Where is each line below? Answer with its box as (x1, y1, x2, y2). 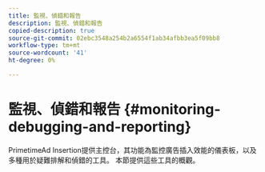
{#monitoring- (123, 101, 222, 118)
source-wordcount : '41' (8, 49, 88, 57)
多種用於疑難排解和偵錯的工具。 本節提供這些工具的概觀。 (8, 155, 200, 165)
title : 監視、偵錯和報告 (8, 11, 82, 20)
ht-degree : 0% (8, 57, 56, 65)
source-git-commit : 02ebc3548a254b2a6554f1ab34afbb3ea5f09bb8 (8, 34, 220, 42)
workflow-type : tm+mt (8, 42, 81, 50)
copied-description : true (8, 26, 94, 34)
